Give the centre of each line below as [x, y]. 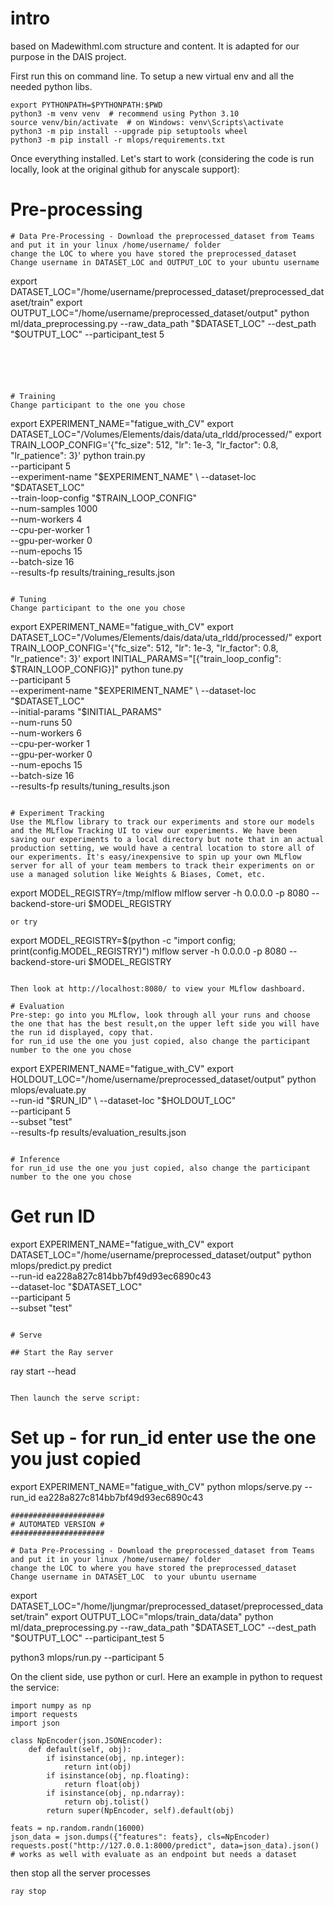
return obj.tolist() [106, 1802]
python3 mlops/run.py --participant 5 [87, 1657]
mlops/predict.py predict [61, 1265]
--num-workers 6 [46, 733]
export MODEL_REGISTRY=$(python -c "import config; [123, 940]
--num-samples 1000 [54, 508]
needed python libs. [51, 86]
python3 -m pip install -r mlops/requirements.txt [118, 140]
